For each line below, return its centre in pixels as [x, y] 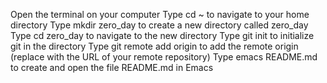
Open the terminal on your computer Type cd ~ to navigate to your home [160, 14]
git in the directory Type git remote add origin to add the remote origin [154, 46]
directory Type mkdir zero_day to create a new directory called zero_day [159, 25]
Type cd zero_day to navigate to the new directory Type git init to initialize [162, 35]
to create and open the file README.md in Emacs [112, 67]
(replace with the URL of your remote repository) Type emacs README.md [164, 57]
